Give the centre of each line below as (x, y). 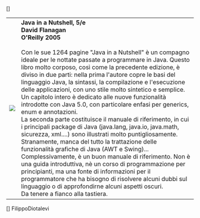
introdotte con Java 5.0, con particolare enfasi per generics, (105, 105)
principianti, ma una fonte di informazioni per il (86, 171)
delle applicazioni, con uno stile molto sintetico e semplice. (103, 90)
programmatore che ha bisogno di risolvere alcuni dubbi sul (104, 179)
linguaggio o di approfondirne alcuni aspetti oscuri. (92, 186)
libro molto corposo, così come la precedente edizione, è (101, 67)
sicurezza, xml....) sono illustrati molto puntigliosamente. (99, 134)
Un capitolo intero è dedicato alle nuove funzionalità (94, 97)
